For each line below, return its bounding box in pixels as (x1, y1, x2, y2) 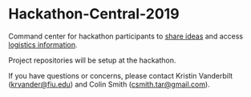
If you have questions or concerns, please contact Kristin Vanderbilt (8, 71, 233, 80)
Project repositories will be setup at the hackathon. (8, 55, 176, 65)
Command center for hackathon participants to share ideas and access (8, 31, 243, 41)
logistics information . (8, 39, 78, 49)
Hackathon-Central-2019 (8, 5, 180, 23)
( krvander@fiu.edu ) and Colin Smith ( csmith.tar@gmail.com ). (8, 79, 210, 89)
